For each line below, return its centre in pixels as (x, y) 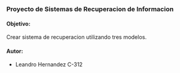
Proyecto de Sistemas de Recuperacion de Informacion (90, 9)
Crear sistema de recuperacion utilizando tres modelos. (76, 37)
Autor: (15, 51)
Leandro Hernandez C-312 (49, 64)
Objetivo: (18, 24)
